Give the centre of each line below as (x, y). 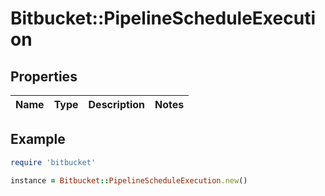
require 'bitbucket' (53, 162)
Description (116, 104)
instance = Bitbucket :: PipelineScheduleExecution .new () (129, 180)
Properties (44, 76)
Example (38, 139)
